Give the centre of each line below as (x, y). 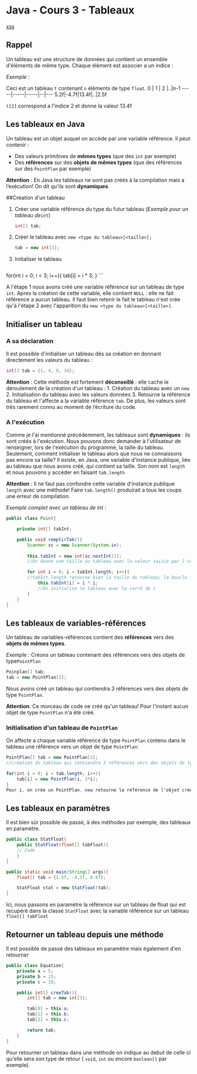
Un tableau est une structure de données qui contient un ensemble (87, 59)
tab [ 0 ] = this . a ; (48, 1009)
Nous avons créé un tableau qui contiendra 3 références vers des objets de (97, 689)
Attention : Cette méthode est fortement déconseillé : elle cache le (87, 382)
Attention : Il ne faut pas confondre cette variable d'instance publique (90, 484)
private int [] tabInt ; (44, 529)
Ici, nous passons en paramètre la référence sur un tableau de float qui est (96, 905)
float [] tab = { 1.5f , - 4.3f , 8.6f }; (62, 877)
